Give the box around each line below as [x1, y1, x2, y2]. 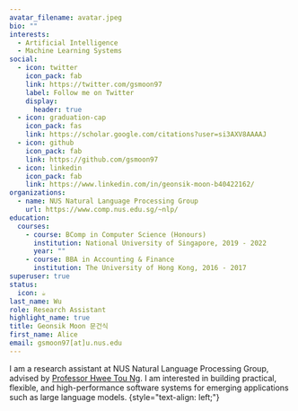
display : [25, 96, 58, 106]
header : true [32, 105, 83, 114]
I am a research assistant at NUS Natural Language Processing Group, [9, 363, 269, 373]
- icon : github [17, 138, 74, 147]
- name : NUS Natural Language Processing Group [17, 197, 199, 206]
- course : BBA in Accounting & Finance [25, 255, 175, 265]
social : [9, 55, 39, 64]
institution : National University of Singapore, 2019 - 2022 [32, 239, 267, 248]
